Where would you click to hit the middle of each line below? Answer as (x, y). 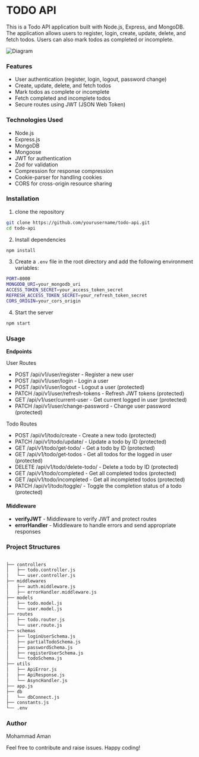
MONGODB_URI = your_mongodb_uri (44, 285)
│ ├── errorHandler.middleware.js (51, 592)
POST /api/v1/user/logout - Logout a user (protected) (80, 387)
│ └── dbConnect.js (33, 697)
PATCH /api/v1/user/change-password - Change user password (93, 406)
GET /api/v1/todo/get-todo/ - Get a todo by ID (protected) (85, 448)
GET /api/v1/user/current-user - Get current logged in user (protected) (101, 400)
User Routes (21, 363)
